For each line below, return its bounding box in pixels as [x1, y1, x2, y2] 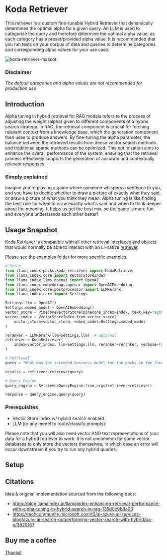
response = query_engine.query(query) [5, 392, 85, 397]
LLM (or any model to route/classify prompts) [12, 421, 105, 427]
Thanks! [5, 550, 22, 556]
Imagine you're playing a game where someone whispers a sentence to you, [5, 185, 162, 191]
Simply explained [5, 173, 48, 180]
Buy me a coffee [5, 536, 57, 545]
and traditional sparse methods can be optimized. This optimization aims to [5, 145, 159, 151]
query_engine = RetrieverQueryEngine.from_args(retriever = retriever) [5, 383, 153, 388]
